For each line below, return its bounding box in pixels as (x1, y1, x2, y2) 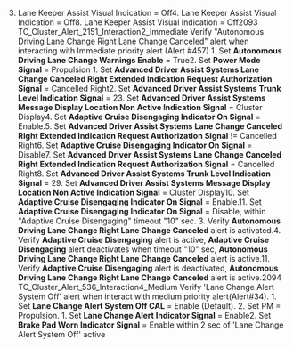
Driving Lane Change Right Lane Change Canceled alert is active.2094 (17, 272, 282, 283)
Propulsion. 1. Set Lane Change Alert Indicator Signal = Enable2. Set (17, 311, 272, 320)
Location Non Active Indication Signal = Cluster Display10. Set (17, 187, 249, 198)
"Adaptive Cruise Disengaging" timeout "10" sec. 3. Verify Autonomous (17, 215, 281, 226)
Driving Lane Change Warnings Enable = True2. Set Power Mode (17, 55, 261, 65)
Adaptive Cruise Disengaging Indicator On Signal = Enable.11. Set (17, 197, 263, 207)
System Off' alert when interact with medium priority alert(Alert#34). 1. (17, 291, 277, 302)
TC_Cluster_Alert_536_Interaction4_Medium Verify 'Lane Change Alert (17, 282, 274, 292)
